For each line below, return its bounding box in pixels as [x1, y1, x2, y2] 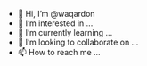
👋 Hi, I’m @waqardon [17, 9, 95, 19]
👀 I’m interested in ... [17, 18, 94, 29]
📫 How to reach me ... [17, 47, 101, 57]
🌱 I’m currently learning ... [17, 28, 113, 37]
